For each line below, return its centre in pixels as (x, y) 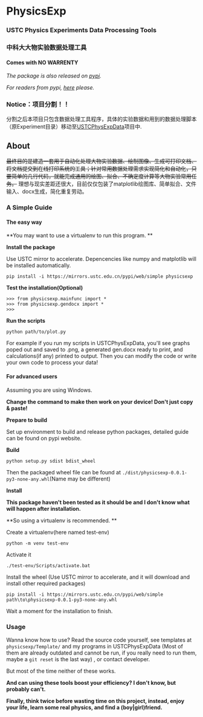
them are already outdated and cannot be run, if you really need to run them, (101, 653)
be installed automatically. (39, 266)
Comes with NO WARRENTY (42, 62)
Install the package (31, 247)
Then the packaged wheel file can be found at (64, 472)
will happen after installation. (44, 508)
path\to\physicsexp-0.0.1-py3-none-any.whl (62, 600)
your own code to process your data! (52, 363)
